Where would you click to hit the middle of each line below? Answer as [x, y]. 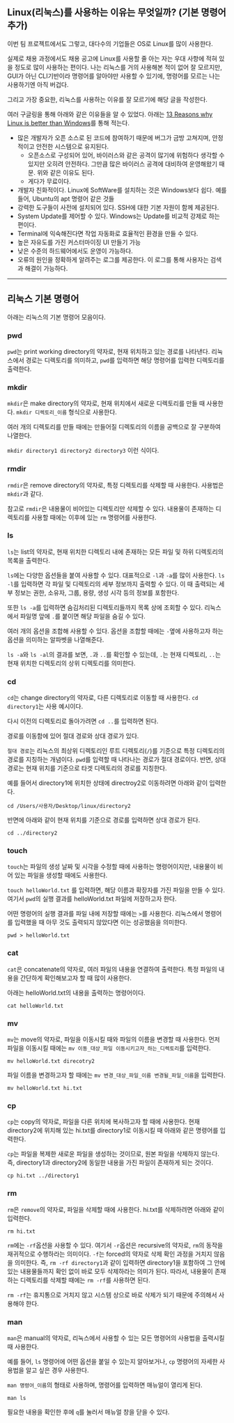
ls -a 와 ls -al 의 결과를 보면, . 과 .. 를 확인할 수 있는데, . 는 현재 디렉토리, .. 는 [114, 654]
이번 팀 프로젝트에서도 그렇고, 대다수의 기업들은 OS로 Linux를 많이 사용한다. [110, 43]
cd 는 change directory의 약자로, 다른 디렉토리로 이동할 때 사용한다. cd [103, 698]
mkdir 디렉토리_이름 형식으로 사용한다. [67, 412]
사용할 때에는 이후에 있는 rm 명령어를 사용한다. [94, 517]
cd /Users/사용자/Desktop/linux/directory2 [69, 807]
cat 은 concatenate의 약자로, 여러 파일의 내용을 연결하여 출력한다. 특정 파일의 [112, 969]
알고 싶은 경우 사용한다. [57, 1370]
